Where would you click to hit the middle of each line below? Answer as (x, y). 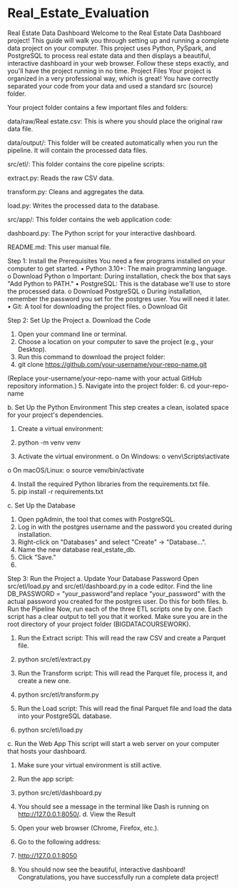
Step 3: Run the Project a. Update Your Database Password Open (103, 578)
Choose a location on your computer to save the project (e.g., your (116, 341)
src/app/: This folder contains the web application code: (90, 219)
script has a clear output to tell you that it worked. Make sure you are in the (118, 616)
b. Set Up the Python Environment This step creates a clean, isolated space (118, 407)
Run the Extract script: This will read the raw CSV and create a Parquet (122, 637)
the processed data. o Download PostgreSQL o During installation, (105, 291)
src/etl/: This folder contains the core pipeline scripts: (86, 164)
